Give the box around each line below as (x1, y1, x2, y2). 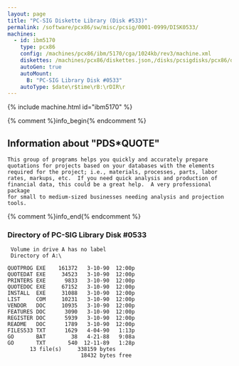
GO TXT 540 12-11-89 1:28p (7, 340, 135, 347)
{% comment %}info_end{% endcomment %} (7, 212, 141, 221)
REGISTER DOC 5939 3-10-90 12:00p (7, 315, 135, 322)
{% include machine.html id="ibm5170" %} (7, 103, 133, 111)
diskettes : (20, 57, 53, 64)
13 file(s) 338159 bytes (29, 346, 116, 353)
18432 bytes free (80, 352, 132, 360)
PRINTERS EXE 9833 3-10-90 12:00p (7, 277, 135, 285)
